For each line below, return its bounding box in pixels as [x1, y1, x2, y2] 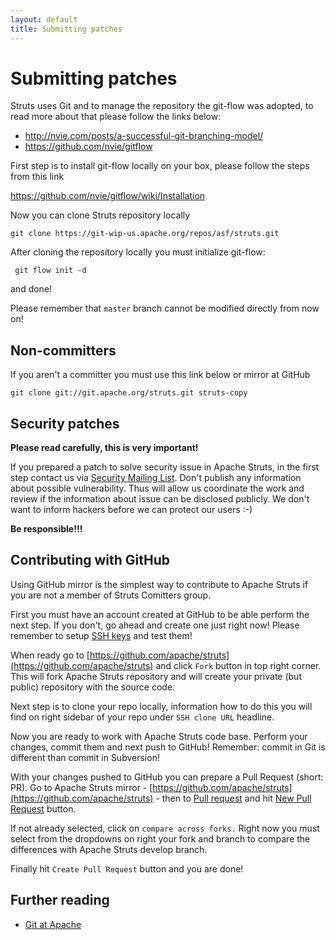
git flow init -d [14, 266, 87, 276]
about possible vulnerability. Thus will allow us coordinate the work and [10, 482, 305, 495]
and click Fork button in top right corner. [155, 659, 322, 671]
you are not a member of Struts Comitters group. [10, 589, 212, 601]
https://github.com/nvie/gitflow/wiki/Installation [10, 190, 206, 202]
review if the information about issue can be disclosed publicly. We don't [10, 493, 310, 505]
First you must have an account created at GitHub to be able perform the [10, 608, 310, 620]
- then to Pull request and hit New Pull [155, 792, 312, 804]
